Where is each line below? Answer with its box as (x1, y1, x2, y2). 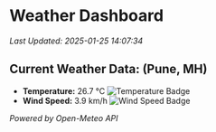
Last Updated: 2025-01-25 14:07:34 (9, 35, 144, 46)
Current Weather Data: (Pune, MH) (9, 61, 208, 77)
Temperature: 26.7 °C (22, 85, 106, 96)
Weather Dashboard (9, 5, 164, 26)
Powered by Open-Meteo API (9, 112, 119, 123)
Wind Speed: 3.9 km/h (22, 95, 108, 106)
